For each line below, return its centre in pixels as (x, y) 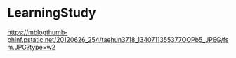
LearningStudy (52, 13)
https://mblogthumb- (38, 32)
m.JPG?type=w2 (32, 47)
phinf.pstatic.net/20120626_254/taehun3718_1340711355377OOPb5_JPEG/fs (118, 39)
